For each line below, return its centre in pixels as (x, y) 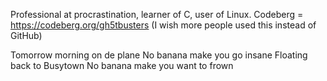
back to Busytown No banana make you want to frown (122, 65)
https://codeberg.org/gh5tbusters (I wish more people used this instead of (163, 25)
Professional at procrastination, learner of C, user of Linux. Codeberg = (157, 14)
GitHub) (26, 35)
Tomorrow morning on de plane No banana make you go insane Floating (159, 55)
